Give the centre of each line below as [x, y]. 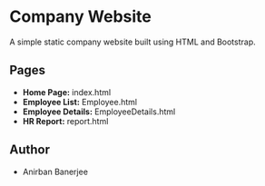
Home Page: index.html [67, 92]
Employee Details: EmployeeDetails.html [99, 112]
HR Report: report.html [65, 121]
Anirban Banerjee [55, 171]
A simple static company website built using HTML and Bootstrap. [132, 42]
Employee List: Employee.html [80, 102]
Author [29, 150]
